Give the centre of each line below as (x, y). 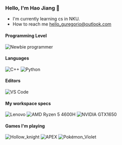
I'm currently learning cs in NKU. (46, 19)
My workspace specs (28, 103)
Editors (13, 81)
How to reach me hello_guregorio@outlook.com (62, 24)
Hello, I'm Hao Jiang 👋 (32, 8)
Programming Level (26, 35)
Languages (17, 58)
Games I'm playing (25, 126)
